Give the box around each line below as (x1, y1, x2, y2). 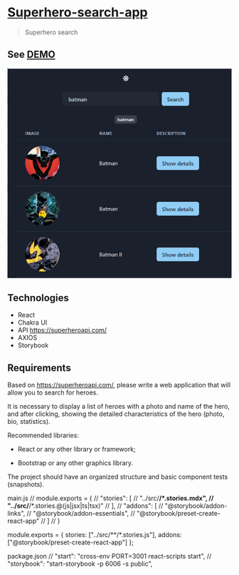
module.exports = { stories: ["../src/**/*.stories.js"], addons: (7, 531, 182, 539)
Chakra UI (17, 318, 48, 327)
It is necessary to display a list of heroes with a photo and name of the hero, (7, 402, 230, 411)
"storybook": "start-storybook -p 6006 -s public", (7, 559, 153, 568)
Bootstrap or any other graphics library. (17, 459, 134, 467)
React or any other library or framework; (17, 445, 137, 454)
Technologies (7, 292, 70, 304)
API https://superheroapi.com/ (17, 326, 107, 335)
